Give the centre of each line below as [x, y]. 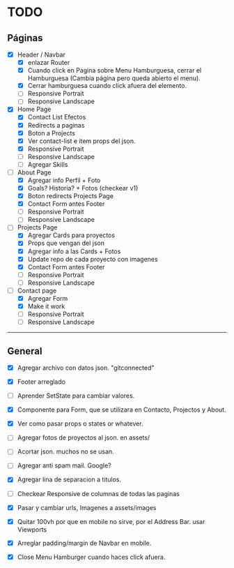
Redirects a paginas [56, 125]
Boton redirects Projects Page [70, 196]
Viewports [32, 529]
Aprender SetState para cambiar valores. [76, 396]
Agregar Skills [48, 164]
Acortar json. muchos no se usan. [65, 451]
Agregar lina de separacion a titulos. [69, 479]
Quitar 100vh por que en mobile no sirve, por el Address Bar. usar [111, 521]
